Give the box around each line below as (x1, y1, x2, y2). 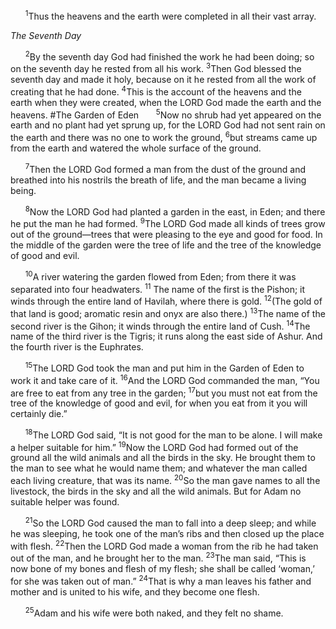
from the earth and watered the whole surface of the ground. (10, 142, 262, 154)
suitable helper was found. (10, 496, 120, 508)
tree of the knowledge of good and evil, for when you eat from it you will (10, 397, 308, 409)
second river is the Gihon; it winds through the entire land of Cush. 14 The (10, 318, 311, 332)
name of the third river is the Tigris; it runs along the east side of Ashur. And (10, 330, 323, 343)
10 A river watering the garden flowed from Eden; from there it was (24, 269, 297, 283)
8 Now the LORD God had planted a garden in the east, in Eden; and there (24, 204, 326, 218)
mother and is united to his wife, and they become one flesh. (10, 585, 260, 598)
